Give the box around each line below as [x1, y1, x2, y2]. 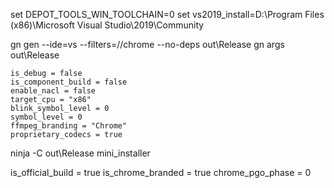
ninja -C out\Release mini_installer [10, 147, 151, 159]
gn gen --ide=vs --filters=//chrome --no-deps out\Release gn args [10, 39, 285, 50]
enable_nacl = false [10, 86, 97, 96]
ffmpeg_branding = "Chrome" [10, 121, 128, 131]
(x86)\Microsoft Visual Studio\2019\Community [10, 19, 205, 31]
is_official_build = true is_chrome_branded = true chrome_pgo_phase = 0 [10, 167, 312, 178]
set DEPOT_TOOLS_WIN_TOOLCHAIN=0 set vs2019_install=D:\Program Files [10, 9, 325, 20]
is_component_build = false [10, 77, 128, 87]
